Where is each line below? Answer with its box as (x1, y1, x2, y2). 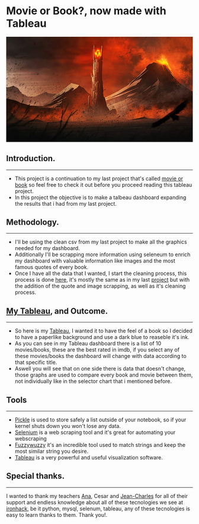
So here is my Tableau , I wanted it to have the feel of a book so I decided (14, 327, 192, 334)
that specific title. (14, 359, 57, 366)
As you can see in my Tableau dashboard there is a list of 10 (14, 340, 162, 347)
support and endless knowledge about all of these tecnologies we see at (6, 499, 184, 506)
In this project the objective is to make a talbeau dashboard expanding (14, 194, 187, 201)
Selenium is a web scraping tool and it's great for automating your (14, 429, 176, 436)
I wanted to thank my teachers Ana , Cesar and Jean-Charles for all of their (6, 492, 188, 499)
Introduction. (6, 154, 56, 164)
